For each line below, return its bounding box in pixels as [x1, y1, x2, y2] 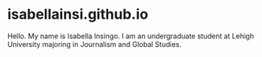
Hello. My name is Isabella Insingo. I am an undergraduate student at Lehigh [7, 31, 254, 41]
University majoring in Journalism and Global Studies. [7, 39, 182, 48]
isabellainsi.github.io [7, 5, 149, 23]
